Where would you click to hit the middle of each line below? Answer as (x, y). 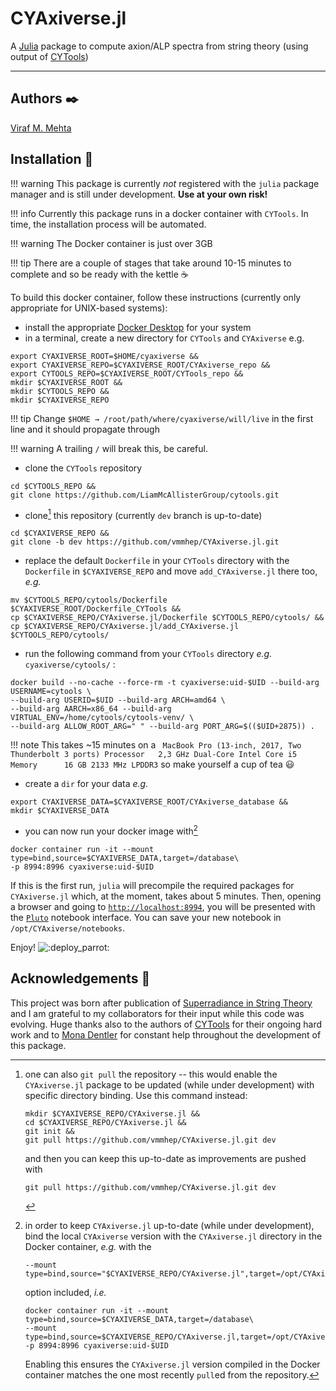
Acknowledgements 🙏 (80, 978)
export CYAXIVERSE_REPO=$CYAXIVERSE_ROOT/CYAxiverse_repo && (140, 365)
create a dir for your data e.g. (86, 784)
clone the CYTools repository (83, 468)
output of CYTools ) (49, 56)
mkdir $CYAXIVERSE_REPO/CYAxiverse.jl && (112, 1113)
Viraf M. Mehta (41, 128)
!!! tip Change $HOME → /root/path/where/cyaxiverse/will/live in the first (162, 418)
